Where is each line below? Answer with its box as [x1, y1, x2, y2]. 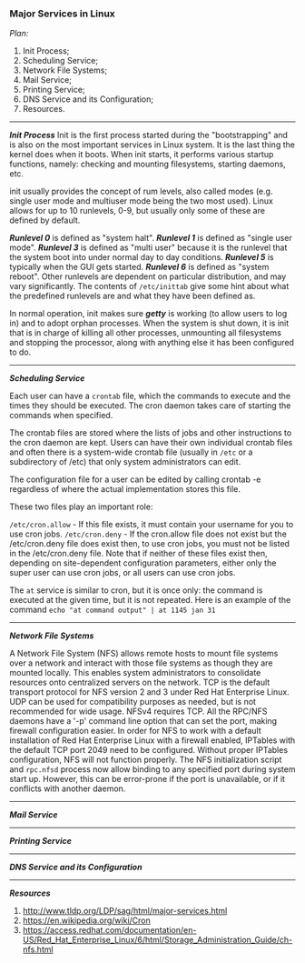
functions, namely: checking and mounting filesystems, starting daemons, [9, 158, 286, 170]
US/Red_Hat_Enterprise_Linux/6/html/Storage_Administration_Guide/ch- [22, 935, 293, 946]
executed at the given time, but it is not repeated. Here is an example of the [9, 595, 291, 606]
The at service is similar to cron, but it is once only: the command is [9, 585, 263, 596]
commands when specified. [9, 410, 113, 421]
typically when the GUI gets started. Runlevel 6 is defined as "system [9, 262, 270, 273]
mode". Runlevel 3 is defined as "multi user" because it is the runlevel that [9, 242, 288, 253]
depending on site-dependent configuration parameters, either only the [9, 557, 277, 568]
